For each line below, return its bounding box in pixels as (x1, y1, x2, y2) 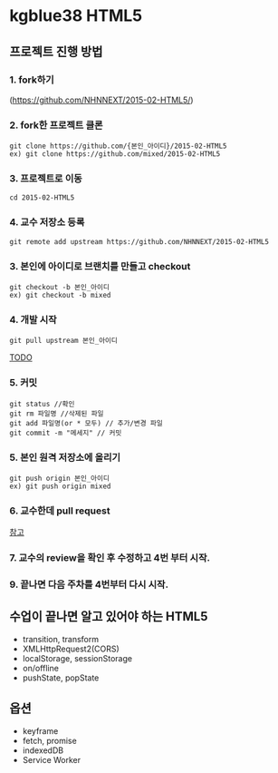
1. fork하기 (9, 73, 54, 86)
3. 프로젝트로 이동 (9, 172, 83, 185)
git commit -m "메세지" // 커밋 (9, 428, 122, 437)
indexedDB (22, 745, 64, 756)
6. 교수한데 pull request (9, 504, 110, 517)
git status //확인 (9, 399, 75, 408)
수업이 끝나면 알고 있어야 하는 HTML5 (9, 609, 208, 624)
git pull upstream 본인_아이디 (9, 337, 118, 346)
